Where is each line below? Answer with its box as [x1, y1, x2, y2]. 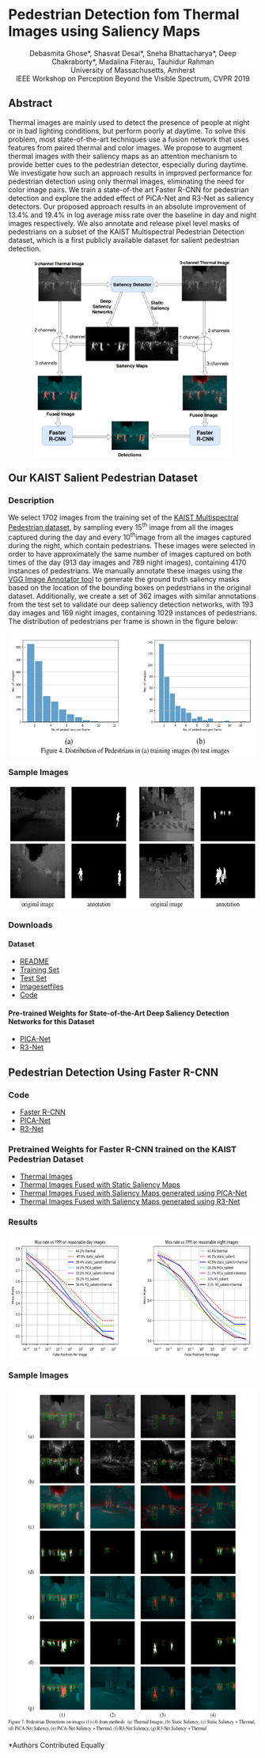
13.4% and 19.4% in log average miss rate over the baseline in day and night [8, 210, 257, 219]
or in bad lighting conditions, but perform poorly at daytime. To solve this [8, 126, 246, 135]
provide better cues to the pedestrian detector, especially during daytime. [8, 160, 248, 169]
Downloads [8, 919, 53, 930]
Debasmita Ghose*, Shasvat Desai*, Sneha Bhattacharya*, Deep [29, 48, 237, 58]
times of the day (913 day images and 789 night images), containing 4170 [8, 558, 247, 567]
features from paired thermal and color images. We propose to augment [8, 142, 243, 152]
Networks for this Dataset [8, 1016, 95, 1026]
